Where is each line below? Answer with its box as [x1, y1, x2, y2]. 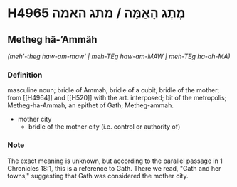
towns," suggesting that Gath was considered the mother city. [7, 171, 189, 180]
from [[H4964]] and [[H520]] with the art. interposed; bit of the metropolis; [7, 94, 227, 102]
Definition [7, 70, 43, 80]
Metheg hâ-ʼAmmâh [7, 33, 98, 46]
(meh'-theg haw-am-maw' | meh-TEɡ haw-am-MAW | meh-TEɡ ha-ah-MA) [7, 52, 231, 60]
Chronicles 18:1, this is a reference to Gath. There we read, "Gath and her [7, 164, 221, 172]
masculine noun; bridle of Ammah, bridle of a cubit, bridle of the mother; [7, 86, 220, 95]
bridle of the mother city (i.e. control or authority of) [28, 122, 181, 131]
